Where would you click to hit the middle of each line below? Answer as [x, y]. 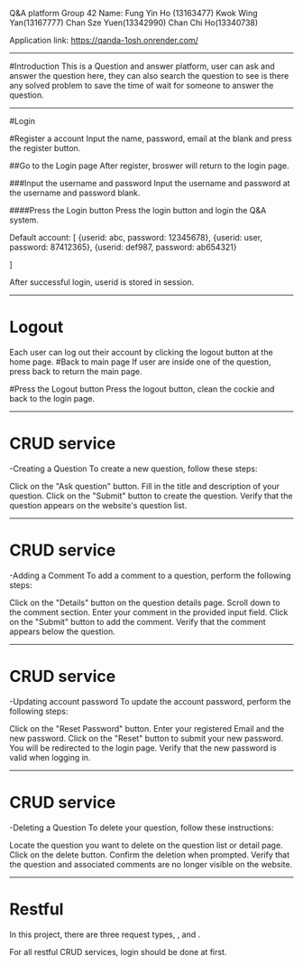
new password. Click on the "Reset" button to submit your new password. [147, 738]
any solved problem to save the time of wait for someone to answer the [142, 85]
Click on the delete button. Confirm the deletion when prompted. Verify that [150, 855]
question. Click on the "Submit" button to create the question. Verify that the [151, 496]
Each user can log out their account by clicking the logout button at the [141, 352]
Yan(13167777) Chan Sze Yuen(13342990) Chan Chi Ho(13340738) [134, 23]
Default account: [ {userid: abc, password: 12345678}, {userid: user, [136, 237]
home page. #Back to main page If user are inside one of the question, [140, 362]
